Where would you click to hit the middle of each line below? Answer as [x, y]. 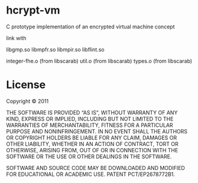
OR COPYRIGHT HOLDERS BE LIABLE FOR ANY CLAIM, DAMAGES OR [92, 138]
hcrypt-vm [33, 10]
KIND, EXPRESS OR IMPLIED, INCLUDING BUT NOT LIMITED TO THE [90, 119]
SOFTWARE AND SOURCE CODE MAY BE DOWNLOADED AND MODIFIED [95, 168]
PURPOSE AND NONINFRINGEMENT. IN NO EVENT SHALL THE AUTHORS [97, 131]
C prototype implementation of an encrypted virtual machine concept [90, 27]
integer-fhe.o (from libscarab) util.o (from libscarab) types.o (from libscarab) [99, 61]
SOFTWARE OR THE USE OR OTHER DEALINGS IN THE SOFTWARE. [89, 156]
